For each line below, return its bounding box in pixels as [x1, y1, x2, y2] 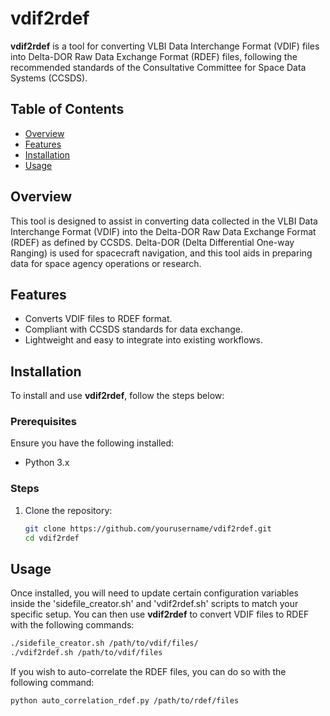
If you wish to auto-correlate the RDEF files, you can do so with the [10, 666, 287, 678]
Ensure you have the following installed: [10, 437, 175, 449]
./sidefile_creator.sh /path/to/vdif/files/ [10, 638, 199, 649]
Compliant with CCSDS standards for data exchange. [24, 323, 243, 336]
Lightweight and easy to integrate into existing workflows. [24, 334, 264, 346]
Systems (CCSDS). [10, 72, 88, 84]
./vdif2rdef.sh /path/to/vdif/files [10, 648, 163, 658]
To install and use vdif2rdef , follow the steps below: [10, 390, 225, 402]
